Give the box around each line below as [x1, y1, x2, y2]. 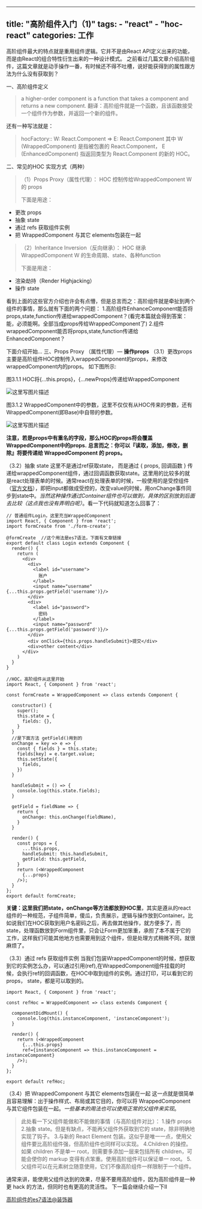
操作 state [14, 284, 40, 292]
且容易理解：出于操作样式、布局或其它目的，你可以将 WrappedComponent [6, 1097, 191, 1104]
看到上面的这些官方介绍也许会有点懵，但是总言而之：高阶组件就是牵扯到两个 [6, 297, 195, 304]
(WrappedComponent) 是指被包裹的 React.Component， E [20, 142, 165, 150]
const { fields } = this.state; [17, 745, 98, 751]
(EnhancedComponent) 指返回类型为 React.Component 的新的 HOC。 [20, 150, 194, 157]
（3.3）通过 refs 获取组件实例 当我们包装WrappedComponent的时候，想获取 [6, 954, 195, 962]
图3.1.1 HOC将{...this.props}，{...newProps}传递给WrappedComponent [6, 375, 180, 382]
